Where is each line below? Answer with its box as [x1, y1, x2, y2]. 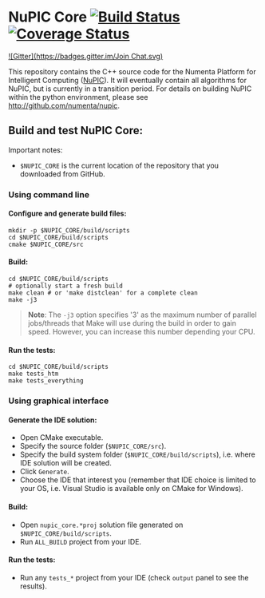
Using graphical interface [8, 395, 109, 406]
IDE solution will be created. [19, 458, 112, 468]
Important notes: [8, 145, 63, 155]
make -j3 [8, 296, 38, 304]
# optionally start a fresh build [8, 282, 124, 291]
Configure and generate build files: [8, 208, 127, 219]
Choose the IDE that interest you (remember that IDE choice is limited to [19, 475, 257, 485]
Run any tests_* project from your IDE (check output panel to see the [19, 572, 249, 582]
